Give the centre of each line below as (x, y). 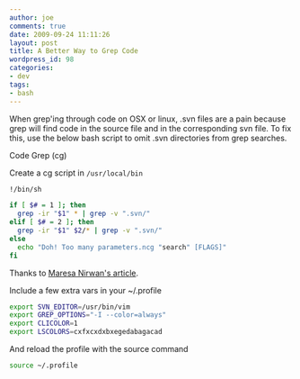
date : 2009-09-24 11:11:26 (60, 34)
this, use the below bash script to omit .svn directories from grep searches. (148, 138)
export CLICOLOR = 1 (44, 324)
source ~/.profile (44, 365)
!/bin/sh (26, 189)
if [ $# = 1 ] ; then (48, 205)
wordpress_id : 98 (42, 59)
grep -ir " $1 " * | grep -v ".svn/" (84, 214)
